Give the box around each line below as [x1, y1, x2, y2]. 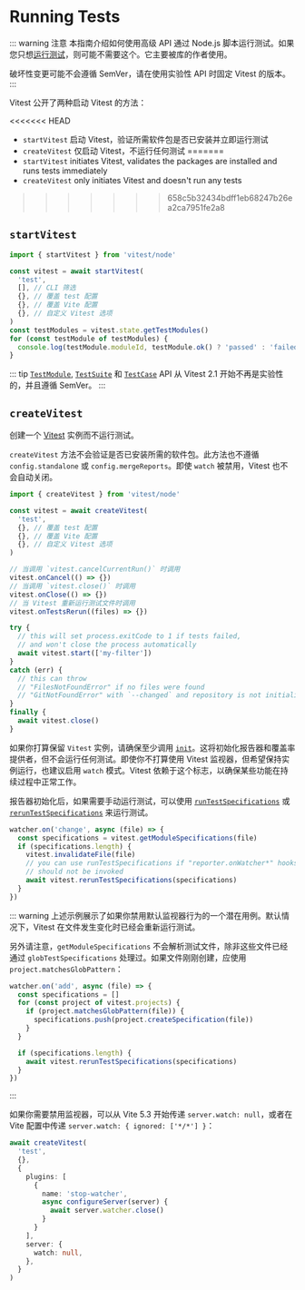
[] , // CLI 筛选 [17, 283, 76, 292]
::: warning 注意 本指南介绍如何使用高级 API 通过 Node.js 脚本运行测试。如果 [9, 37, 295, 48]
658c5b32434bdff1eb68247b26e [167, 192, 293, 203]
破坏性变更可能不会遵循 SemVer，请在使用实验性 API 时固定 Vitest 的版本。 [9, 68, 290, 79]
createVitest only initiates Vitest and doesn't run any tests [22, 174, 242, 185]
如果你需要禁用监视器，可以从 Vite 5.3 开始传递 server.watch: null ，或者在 [9, 1109, 293, 1120]
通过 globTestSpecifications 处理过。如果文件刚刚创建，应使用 [9, 951, 247, 963]
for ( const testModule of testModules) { [9, 334, 169, 343]
